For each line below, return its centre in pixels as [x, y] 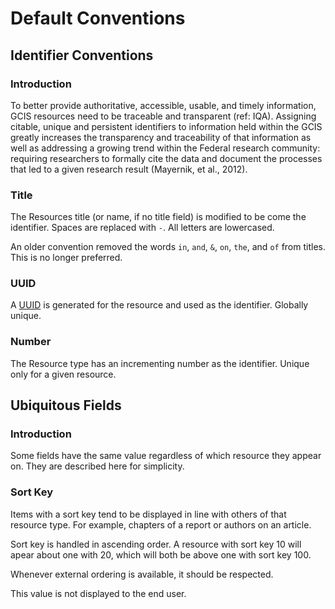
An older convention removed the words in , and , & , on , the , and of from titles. [168, 247]
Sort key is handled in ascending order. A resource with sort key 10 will [156, 544]
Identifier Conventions [82, 55]
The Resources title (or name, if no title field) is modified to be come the [158, 217]
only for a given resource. [63, 374]
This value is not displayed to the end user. [98, 593]
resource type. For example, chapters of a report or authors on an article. [161, 524]
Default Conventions [98, 18]
